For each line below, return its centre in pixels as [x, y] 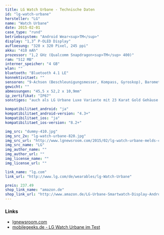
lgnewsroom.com [30, 222]
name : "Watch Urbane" [27, 23]
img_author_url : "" [25, 154]
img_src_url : [18, 140]
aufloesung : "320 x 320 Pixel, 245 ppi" [47, 46]
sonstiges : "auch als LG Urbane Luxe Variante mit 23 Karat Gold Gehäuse [82, 100]
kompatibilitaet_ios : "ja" [32, 118]
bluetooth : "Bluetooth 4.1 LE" [37, 73]
